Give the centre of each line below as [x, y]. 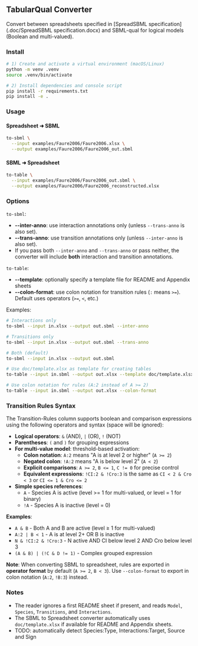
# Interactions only [32, 321]
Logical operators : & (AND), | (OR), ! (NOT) [67, 437]
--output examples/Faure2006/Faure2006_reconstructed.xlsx [85, 186]
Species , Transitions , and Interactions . [63, 611]
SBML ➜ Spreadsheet [33, 162]
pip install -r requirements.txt [47, 91]
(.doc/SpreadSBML [29, 30]
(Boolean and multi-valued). [40, 36]
